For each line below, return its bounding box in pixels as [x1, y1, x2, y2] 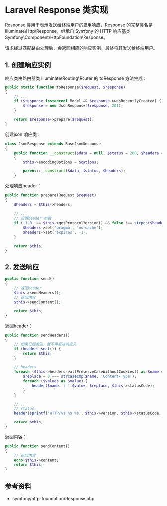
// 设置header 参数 [14, 216, 51, 221]
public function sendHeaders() [5, 333, 70, 338]
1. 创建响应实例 [5, 61, 51, 70]
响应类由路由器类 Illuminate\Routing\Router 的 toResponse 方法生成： [5, 75, 147, 81]
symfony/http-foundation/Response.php [12, 496, 95, 501]
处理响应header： [5, 182, 42, 189]
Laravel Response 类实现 [5, 4, 108, 16]
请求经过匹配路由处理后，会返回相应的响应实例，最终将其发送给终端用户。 [5, 45, 158, 51]
